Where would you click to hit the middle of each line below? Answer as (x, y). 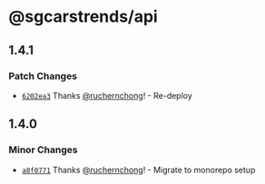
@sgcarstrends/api (83, 17)
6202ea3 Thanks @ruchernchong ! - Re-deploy (107, 95)
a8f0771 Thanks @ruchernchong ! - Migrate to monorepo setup (138, 169)
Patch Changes (43, 76)
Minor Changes (43, 150)
